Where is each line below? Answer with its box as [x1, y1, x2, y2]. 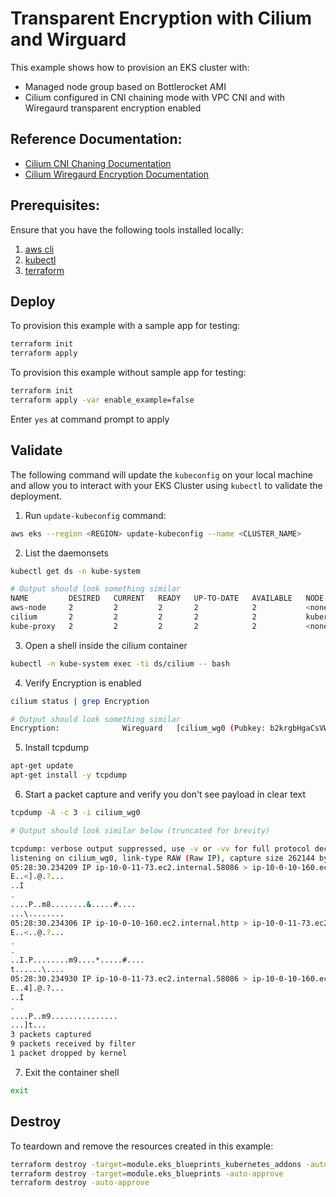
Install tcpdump [24, 742, 90, 754]
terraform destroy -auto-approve [10, 1178, 150, 1188]
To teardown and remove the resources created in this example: [10, 1140, 274, 1152]
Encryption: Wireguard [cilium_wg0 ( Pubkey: [10, 723, 267, 734]
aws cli [24, 243, 55, 255]
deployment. [10, 490, 62, 502]
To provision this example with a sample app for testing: [10, 320, 241, 332]
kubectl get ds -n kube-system [10, 566, 141, 576]
